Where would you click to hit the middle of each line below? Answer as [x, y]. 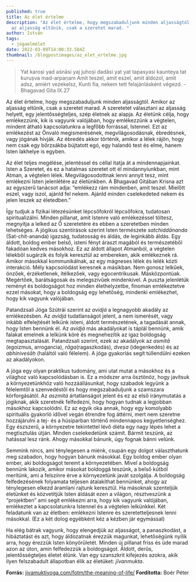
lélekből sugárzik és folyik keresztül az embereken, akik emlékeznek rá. [92, 254]
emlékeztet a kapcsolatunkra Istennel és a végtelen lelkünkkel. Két [86, 506]
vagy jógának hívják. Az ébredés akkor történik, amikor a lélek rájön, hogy [95, 139]
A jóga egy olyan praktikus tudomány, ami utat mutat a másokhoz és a [91, 371]
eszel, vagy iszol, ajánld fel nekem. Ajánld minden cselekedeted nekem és [95, 194]
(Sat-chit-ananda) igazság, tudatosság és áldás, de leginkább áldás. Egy [94, 236]
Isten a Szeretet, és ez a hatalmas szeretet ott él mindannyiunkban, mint [93, 169]
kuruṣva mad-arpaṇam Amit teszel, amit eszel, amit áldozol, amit [98, 78]
